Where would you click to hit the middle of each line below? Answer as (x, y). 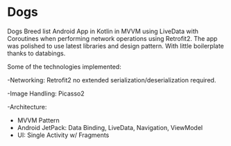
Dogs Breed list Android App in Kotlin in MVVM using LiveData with (103, 31)
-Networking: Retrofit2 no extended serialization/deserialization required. (112, 80)
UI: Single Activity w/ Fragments (63, 135)
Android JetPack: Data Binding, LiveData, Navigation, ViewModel (110, 127)
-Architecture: (27, 107)
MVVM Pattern (38, 120)
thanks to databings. (36, 53)
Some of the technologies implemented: (64, 66)
